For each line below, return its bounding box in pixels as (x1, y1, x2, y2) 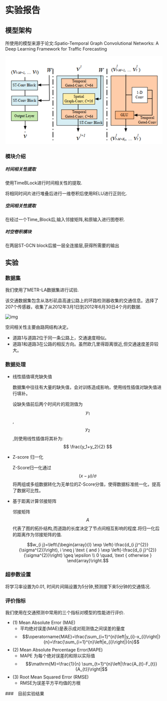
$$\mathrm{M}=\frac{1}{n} (25, 660, 81, 666)
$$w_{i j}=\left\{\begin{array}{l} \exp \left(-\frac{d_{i (26, 542, 134, 548)
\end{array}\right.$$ (66, 558, 109, 564)
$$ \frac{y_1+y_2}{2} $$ (63, 444, 112, 450)
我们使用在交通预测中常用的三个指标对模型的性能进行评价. (5, 609, 125, 615)
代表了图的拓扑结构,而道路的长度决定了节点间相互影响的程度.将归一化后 (12, 525, 160, 531)
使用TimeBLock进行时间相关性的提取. (5, 180, 82, 186)
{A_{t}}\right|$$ (75, 666, 107, 672)
